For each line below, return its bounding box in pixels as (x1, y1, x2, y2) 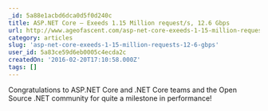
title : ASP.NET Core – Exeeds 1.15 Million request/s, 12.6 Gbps (8, 19, 230, 27)
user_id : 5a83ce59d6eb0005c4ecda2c (8, 48, 127, 56)
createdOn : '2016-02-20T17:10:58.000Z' (8, 56, 141, 64)
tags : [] (8, 63, 37, 71)
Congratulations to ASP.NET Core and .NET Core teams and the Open (8, 85, 238, 94)
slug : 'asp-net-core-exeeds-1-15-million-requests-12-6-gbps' (8, 41, 219, 49)
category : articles (8, 33, 73, 42)
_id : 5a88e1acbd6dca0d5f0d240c (8, 11, 112, 20)
